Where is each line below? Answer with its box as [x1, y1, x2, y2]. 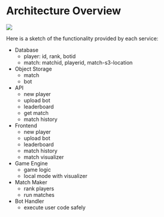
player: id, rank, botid [23, 52, 76, 60]
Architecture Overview [6, 4, 121, 18]
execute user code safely [23, 203, 86, 211]
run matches [23, 191, 55, 198]
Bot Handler [14, 197, 45, 205]
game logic [23, 166, 52, 173]
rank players [23, 185, 55, 192]
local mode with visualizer [23, 172, 88, 179]
